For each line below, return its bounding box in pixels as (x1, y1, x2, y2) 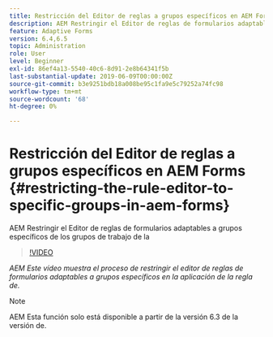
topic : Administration (9, 42, 86, 50)
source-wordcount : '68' (9, 95, 90, 103)
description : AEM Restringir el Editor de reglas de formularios (9, 19, 234, 28)
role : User (9, 50, 46, 58)
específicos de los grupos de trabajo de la (9, 232, 150, 242)
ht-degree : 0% (9, 102, 58, 110)
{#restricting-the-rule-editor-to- (9, 179, 234, 197)
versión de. (9, 321, 47, 331)
